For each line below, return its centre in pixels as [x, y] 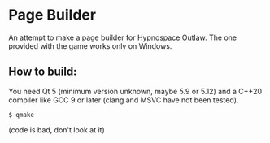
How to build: [43, 72]
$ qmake [22, 115]
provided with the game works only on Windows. [90, 45]
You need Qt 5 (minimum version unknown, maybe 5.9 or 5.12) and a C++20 [135, 91]
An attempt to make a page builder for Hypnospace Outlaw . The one [123, 37]
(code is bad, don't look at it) [57, 130]
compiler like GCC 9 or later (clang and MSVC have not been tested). [124, 100]
